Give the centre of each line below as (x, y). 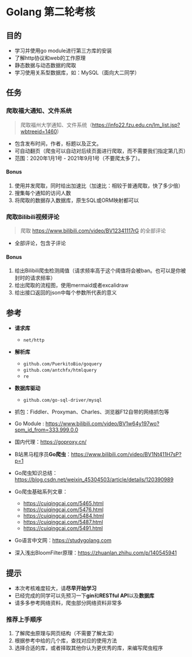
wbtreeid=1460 (39, 131)
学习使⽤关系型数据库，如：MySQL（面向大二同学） (77, 73)
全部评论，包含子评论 (40, 243)
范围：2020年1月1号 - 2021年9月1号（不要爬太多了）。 (79, 158)
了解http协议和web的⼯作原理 (50, 58)
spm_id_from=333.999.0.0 (46, 430)
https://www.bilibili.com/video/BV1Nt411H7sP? (126, 454)
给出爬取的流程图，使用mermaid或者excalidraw (71, 285)
